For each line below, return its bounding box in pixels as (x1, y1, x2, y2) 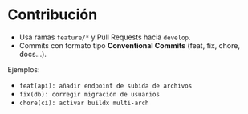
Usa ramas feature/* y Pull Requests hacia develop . (18, 32, 191, 42)
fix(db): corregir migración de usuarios (18, 90, 160, 98)
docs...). (18, 49, 47, 59)
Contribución (7, 6, 98, 24)
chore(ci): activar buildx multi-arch (18, 99, 149, 107)
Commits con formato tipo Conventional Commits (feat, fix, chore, (18, 40, 240, 50)
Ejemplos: (7, 64, 41, 74)
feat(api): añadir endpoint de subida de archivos (18, 82, 193, 90)
